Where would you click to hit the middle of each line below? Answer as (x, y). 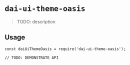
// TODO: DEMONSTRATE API (31, 57)
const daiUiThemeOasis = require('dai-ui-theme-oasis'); (65, 49)
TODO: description (36, 21)
